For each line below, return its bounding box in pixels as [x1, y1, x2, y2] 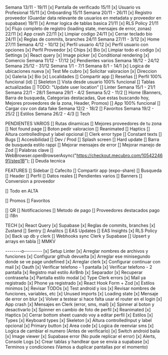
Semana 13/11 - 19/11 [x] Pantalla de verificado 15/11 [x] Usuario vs [5, 5, 141, 10]
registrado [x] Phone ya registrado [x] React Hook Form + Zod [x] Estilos [5, 280, 155, 286]
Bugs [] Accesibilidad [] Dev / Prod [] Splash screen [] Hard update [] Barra [5, 136, 159, 142]
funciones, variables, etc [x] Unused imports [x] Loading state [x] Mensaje [5, 291, 158, 296]
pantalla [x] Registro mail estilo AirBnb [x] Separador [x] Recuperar [5, 269, 143, 275]
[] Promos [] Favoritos [5, 198, 50, 204]
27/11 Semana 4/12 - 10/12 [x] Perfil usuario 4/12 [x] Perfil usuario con [5, 42, 148, 47]
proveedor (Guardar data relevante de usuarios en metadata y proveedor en [5, 15, 161, 21]
